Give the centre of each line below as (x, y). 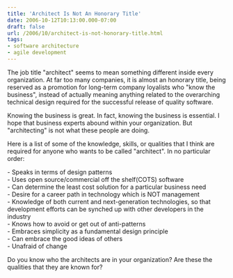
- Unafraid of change (37, 246)
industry (19, 216)
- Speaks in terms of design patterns (60, 172)
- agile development (37, 53)
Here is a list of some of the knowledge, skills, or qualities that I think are (111, 144)
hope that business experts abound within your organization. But (100, 123)
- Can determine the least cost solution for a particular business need (107, 187)
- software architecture (43, 46)
